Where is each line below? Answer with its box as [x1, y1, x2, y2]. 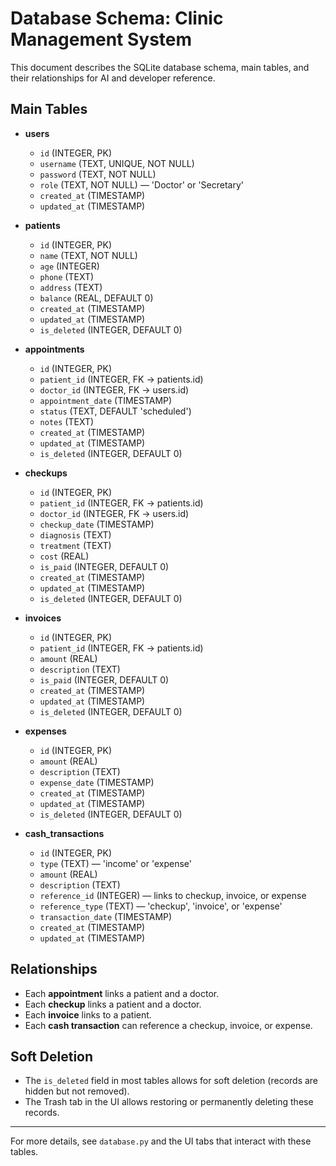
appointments [24, 343, 85, 355]
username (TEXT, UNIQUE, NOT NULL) [39, 157, 195, 169]
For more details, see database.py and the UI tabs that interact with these [10, 1135, 312, 1147]
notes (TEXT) [39, 415, 95, 427]
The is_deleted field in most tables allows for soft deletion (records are [24, 1075, 319, 1087]
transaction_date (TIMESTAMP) [39, 910, 173, 922]
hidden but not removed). [24, 1085, 130, 1097]
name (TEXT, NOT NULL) [39, 249, 138, 261]
